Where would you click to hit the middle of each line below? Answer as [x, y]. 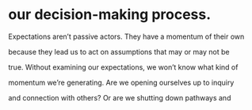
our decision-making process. [110, 15]
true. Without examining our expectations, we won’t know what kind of [123, 67]
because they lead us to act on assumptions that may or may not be [119, 51]
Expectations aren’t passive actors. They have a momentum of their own [126, 36]
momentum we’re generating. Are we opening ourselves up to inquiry [121, 82]
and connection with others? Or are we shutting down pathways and [120, 97]
